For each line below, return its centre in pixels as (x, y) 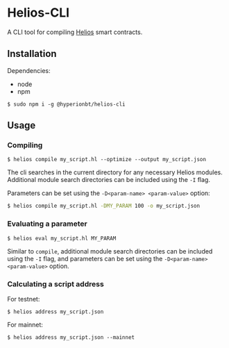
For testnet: (24, 299)
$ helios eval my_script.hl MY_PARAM (62, 238)
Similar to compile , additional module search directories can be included (110, 251)
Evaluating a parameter (48, 224)
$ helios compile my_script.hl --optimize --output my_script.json (107, 160)
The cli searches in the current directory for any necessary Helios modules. (115, 172)
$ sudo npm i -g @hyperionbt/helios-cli (67, 104)
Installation (32, 54)
